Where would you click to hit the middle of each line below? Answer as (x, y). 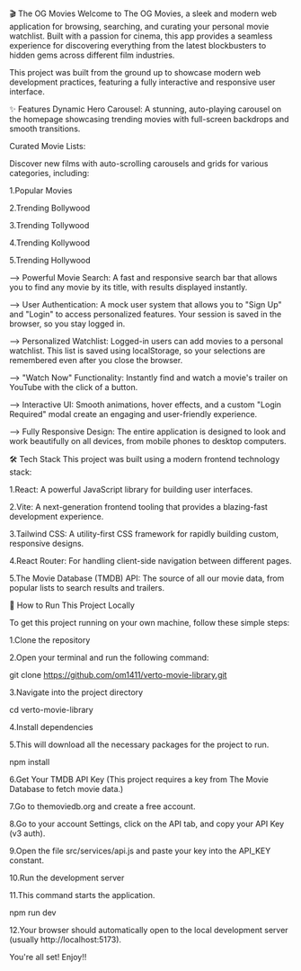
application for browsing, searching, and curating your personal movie (139, 27)
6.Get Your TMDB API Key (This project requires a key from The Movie (139, 779)
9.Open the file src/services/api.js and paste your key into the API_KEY (140, 851)
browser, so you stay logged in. (67, 324)
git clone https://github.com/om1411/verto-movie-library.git (118, 675)
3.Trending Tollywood (49, 225)
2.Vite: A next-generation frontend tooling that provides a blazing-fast (138, 507)
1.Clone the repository (50, 640)
